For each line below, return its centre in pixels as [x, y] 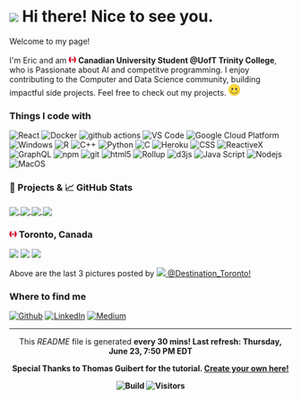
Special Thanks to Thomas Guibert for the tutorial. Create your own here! [150, 369]
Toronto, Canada [56, 234]
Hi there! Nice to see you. [118, 17]
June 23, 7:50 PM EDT [150, 352]
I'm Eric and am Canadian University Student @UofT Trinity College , [143, 60]
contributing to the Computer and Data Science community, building [135, 79]
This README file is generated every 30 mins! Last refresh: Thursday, [150, 342]
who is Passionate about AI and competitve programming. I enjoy [129, 70]
